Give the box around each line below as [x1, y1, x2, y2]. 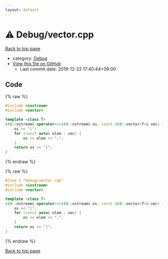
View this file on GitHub [12, 61, 61, 67]
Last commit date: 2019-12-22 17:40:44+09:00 [19, 66, 116, 72]
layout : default [5, 7, 39, 13]
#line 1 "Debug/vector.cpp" [5, 178, 64, 183]
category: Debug [12, 55, 47, 61]
